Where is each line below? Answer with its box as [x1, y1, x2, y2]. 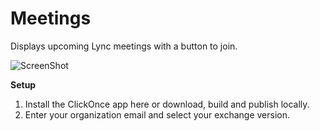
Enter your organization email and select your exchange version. [24, 108, 291, 121]
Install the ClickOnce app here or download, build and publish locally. [24, 98, 310, 110]
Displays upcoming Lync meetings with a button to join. [10, 40, 238, 52]
